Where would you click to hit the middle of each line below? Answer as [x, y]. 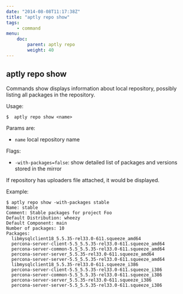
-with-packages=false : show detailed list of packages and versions [96, 162]
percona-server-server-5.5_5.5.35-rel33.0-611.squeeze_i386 [87, 285]
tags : [13, 22]
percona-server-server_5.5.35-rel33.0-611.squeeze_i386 [81, 280]
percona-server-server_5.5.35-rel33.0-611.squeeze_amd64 [83, 254]
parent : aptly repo [51, 45]
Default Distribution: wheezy [43, 218]
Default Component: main [37, 223]
